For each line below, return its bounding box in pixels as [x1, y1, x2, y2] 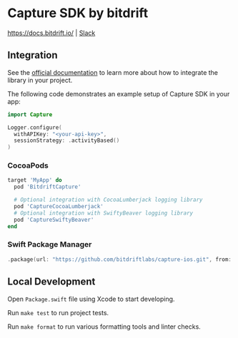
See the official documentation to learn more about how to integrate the [7, 68, 219, 76]
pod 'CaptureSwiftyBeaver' [14, 216, 94, 223]
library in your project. [7, 76, 73, 84]
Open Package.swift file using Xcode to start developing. [7, 295, 175, 303]
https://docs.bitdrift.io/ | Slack [7, 29, 96, 37]
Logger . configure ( [7, 123, 62, 131]
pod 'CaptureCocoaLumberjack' [14, 203, 104, 210]
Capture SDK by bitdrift [7, 5, 149, 21]
